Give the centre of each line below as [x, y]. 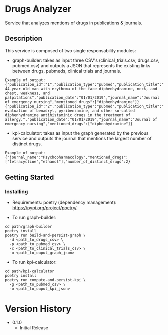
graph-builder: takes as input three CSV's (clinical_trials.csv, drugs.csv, [86, 60]
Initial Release [34, 328]
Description [24, 38]
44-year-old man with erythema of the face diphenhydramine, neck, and [81, 89]
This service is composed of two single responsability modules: [71, 50]
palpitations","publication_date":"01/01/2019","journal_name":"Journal [82, 98]
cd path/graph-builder [29, 227]
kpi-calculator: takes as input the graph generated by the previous [80, 133]
